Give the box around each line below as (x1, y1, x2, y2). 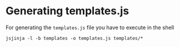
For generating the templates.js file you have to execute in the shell (5, 24, 175, 31)
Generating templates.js (5, 4, 129, 18)
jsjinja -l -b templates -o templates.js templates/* (5, 35, 144, 41)
